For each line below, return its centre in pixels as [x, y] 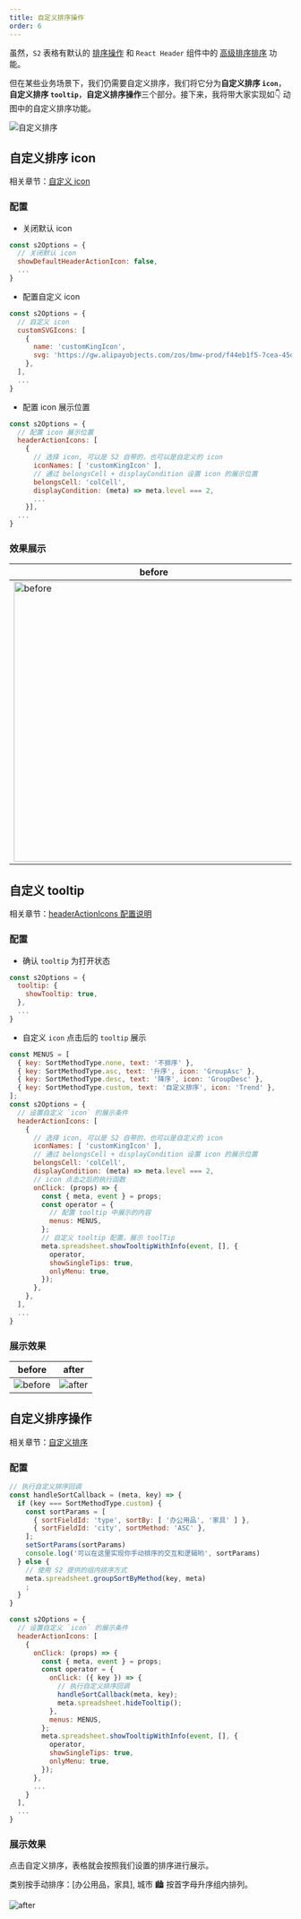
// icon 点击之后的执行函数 [79, 1179]
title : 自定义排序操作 [47, 17]
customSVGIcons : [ [52, 330]
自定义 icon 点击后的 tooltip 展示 [84, 1038]
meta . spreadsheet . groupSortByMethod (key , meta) [116, 1578]
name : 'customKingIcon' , [79, 347]
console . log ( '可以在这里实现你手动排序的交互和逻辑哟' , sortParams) [143, 1554]
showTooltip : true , [62, 994]
